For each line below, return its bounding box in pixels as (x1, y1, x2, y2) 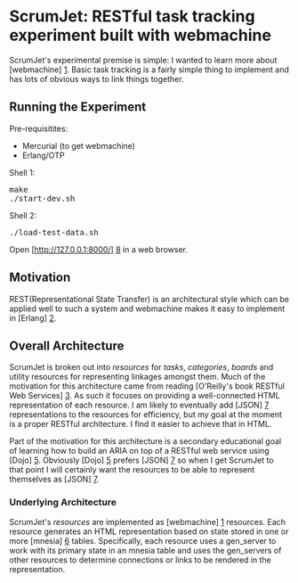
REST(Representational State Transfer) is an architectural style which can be (9, 293, 289, 304)
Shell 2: (9, 209, 37, 220)
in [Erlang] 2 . (9, 312, 57, 323)
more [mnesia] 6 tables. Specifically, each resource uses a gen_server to (9, 535, 277, 546)
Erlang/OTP (21, 150, 65, 160)
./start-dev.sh (9, 193, 76, 203)
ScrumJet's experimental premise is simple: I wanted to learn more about (9, 54, 278, 65)
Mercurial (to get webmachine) (21, 140, 136, 151)
